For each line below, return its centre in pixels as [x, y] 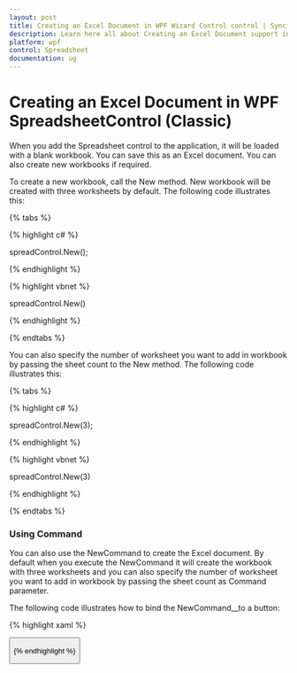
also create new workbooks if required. [80, 164]
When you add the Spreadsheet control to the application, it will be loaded [144, 145]
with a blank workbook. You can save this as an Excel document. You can [143, 155]
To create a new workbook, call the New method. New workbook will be [140, 182]
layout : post [33, 17]
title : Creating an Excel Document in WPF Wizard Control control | [138, 26]
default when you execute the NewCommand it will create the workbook [141, 562]
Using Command [46, 534]
